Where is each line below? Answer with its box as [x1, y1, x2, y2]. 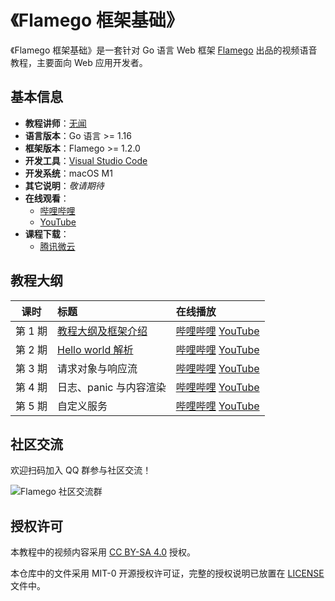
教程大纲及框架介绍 [56, 324, 148, 338]
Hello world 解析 [56, 342, 134, 356]
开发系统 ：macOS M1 [24, 167, 113, 179]
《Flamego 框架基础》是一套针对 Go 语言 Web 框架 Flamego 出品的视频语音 [10, 44, 318, 56]
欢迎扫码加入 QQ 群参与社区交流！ [10, 464, 152, 476]
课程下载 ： [24, 227, 70, 240]
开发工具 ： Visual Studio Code [24, 154, 148, 166]
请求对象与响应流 [56, 361, 138, 375]
